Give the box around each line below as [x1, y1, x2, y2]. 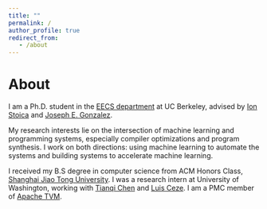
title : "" [8, 11, 41, 20]
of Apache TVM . [8, 192, 62, 201]
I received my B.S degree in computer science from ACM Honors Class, [8, 166, 243, 176]
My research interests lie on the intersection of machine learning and [8, 126, 235, 135]
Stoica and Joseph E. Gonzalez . [8, 110, 113, 120]
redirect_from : [8, 33, 59, 42]
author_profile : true [8, 26, 80, 34]
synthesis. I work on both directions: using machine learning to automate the [8, 142, 260, 152]
